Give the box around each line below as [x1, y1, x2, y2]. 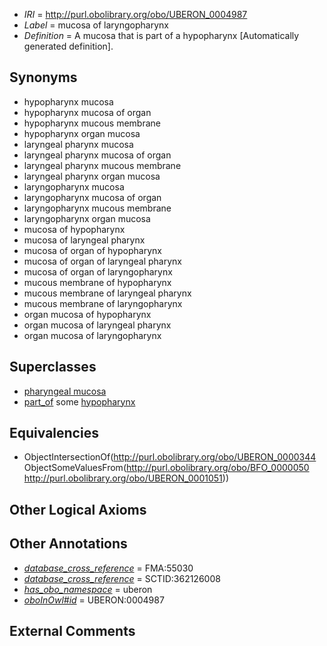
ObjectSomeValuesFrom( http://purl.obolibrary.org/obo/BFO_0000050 [23, 462, 310, 474]
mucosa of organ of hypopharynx [23, 244, 162, 256]
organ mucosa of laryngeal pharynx [23, 319, 172, 331]
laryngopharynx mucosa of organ [23, 191, 162, 203]
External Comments [9, 623, 136, 640]
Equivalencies [9, 425, 99, 442]
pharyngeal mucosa [23, 385, 107, 397]
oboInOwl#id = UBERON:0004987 [23, 594, 165, 606]
